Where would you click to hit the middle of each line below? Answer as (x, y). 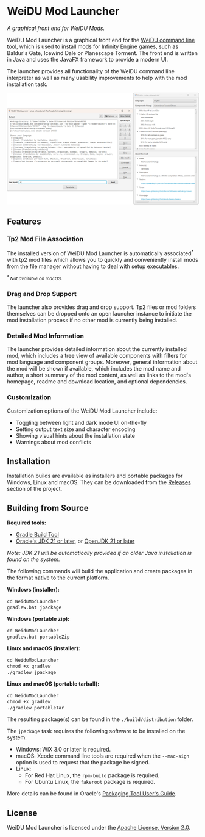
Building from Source (48, 508)
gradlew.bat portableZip (38, 637)
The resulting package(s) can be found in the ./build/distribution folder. (100, 719)
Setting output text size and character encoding (75, 429)
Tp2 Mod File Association (45, 239)
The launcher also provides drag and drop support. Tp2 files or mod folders (102, 307)
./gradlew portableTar (36, 708)
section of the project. (35, 489)
